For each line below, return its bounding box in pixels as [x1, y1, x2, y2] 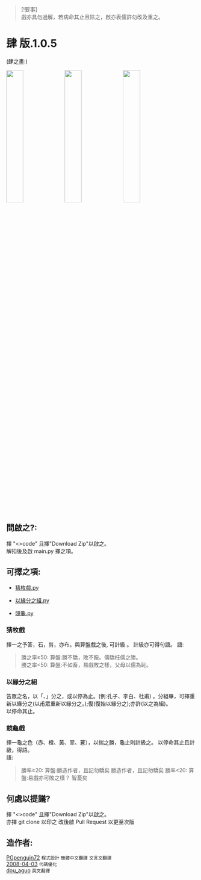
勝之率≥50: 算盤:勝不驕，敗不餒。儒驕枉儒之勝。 [20, 654, 141, 661]
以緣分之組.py [14, 596, 49, 604]
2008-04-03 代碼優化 [6, 861, 57, 868]
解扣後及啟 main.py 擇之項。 [6, 548, 76, 555]
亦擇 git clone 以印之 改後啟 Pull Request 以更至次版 [6, 819, 135, 826]
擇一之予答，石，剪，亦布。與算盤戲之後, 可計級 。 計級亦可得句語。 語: [6, 641, 184, 648]
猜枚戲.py [14, 584, 39, 591]
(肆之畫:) [6, 57, 28, 65]
